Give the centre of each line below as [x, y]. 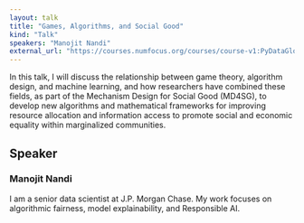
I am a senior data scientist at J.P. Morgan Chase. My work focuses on [141, 199]
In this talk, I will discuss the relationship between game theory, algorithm [146, 77]
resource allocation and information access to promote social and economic [151, 116]
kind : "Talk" [34, 34]
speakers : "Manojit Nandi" [60, 43]
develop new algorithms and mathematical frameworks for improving [138, 106]
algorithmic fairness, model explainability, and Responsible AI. [125, 208]
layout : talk [34, 18]
